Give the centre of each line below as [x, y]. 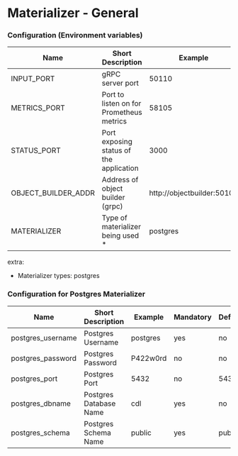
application [120, 168]
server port [120, 83]
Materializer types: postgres [59, 276]
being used [120, 235]
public [141, 433]
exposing [117, 142]
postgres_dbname [41, 404]
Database [100, 404]
